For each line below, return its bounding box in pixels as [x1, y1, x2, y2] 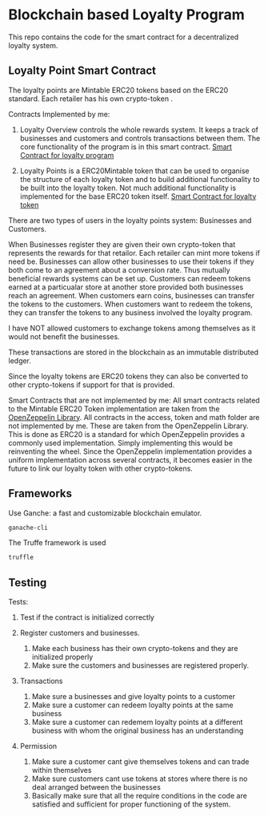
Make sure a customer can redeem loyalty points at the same [31, 700, 234, 710]
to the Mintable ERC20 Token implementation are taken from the [8, 403, 220, 414]
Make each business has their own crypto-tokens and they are [31, 644, 238, 653]
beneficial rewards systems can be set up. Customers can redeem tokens [8, 273, 251, 283]
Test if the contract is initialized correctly [19, 613, 154, 622]
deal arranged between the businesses [31, 783, 162, 792]
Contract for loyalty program [19, 150, 114, 160]
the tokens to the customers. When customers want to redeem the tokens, [8, 299, 254, 309]
